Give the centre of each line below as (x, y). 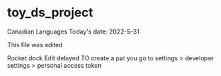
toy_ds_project (50, 13)
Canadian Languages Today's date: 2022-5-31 (73, 31)
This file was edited (35, 45)
